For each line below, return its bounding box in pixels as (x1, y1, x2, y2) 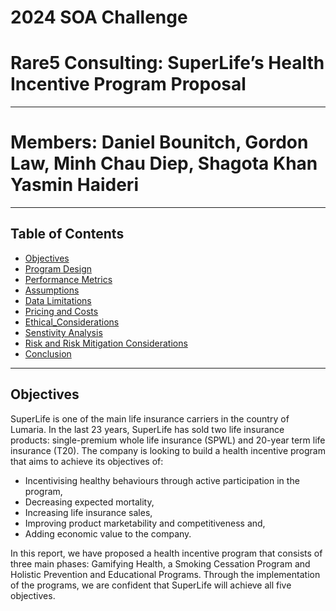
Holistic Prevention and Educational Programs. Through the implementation (10, 568, 321, 580)
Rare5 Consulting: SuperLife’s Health (10, 52, 325, 75)
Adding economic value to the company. (24, 527, 192, 540)
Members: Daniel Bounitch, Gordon (10, 131, 309, 154)
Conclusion (24, 347, 72, 360)
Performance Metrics (24, 273, 113, 285)
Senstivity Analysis (24, 326, 103, 338)
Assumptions (24, 284, 80, 296)
